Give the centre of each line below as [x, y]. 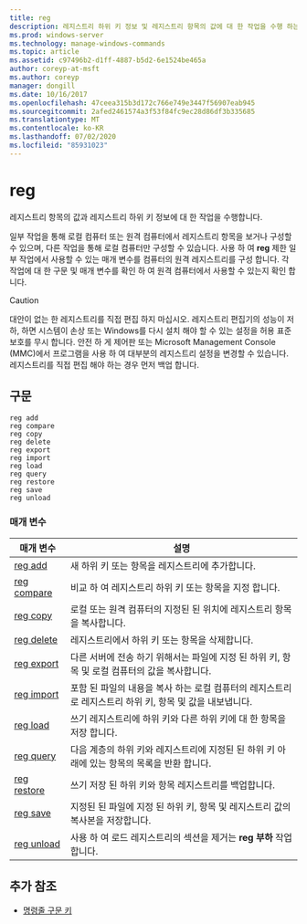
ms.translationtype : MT [55, 120]
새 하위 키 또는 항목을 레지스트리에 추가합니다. [163, 565]
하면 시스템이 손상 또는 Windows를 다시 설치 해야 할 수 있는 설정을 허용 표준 [157, 331]
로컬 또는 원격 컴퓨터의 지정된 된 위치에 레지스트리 [171, 609]
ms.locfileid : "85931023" [58, 145]
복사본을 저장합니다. [111, 820]
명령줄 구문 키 [47, 910]
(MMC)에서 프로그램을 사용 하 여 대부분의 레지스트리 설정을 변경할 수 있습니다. [149, 353]
